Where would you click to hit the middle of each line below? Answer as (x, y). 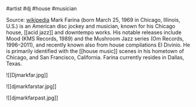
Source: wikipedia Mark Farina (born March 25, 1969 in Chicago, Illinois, (93, 20)
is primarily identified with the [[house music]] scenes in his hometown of (95, 51)
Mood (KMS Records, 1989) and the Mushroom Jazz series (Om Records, (95, 39)
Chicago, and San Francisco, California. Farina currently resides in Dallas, (95, 57)
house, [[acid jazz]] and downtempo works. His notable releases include (94, 32)
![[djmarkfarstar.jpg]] (31, 86)
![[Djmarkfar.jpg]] (27, 75)
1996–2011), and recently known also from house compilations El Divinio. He (98, 45)
